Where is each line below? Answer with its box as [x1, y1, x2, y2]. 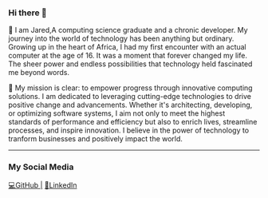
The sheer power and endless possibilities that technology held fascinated [8, 59, 253, 69]
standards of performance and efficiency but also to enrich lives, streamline [8, 117, 258, 127]
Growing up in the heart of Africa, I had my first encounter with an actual [8, 42, 247, 52]
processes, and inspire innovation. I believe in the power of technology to [8, 125, 250, 135]
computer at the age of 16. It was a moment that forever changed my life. [8, 51, 247, 61]
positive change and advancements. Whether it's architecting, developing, [8, 100, 253, 110]
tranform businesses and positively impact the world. [8, 134, 183, 144]
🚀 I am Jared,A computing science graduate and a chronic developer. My [8, 26, 249, 35]
